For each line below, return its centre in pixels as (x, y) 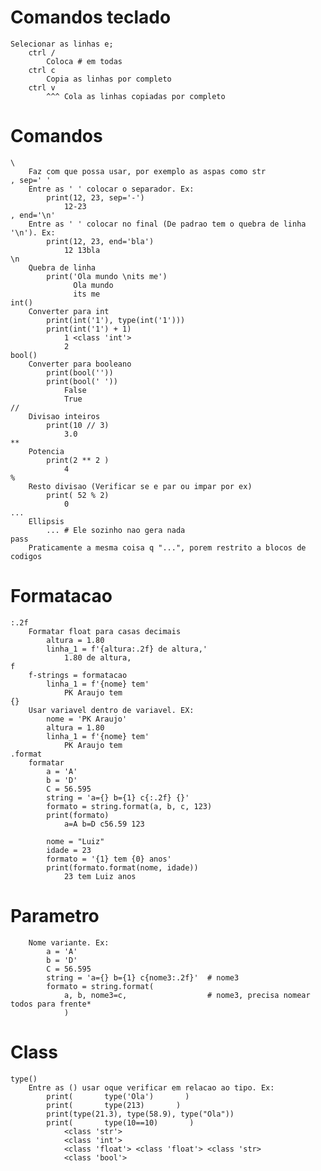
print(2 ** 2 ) (78, 460)
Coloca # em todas (84, 61)
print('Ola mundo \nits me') (107, 276)
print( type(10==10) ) (120, 1122)
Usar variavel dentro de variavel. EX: (111, 710)
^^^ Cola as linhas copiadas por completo (136, 96)
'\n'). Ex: (33, 232)
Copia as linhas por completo (109, 79)
